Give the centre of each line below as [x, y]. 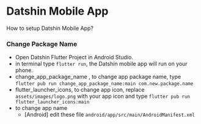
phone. [24, 70]
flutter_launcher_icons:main [52, 102]
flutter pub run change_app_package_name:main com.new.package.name [104, 84]
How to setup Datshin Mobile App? [50, 28]
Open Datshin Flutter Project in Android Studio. [74, 57]
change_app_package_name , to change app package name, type [98, 77]
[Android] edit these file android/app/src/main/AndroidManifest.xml [110, 115]
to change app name [41, 108]
